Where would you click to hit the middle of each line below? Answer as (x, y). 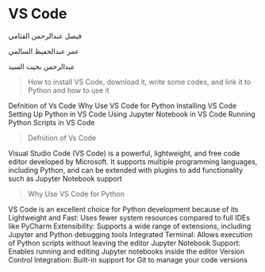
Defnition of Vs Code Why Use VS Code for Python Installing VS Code (122, 105)
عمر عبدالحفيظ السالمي (44, 51)
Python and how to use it (68, 90)
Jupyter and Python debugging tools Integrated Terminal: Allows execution (131, 234)
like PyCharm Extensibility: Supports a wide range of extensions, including (130, 226)
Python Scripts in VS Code (52, 122)
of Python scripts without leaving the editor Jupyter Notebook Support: (124, 243)
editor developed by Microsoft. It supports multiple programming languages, (133, 161)
